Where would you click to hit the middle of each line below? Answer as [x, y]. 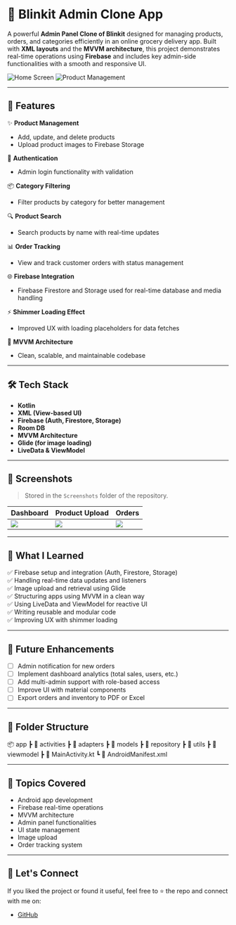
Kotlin [26, 405]
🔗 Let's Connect [43, 873]
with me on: [24, 901]
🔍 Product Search [34, 216]
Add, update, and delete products [66, 137]
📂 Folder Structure [48, 727]
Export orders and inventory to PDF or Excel [81, 698]
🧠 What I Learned [46, 556]
